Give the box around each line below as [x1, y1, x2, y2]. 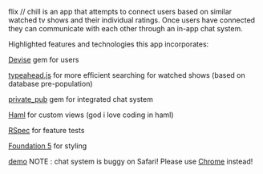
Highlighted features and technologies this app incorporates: [8, 39, 209, 49]
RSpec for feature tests [8, 126, 85, 135]
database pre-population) [8, 79, 94, 88]
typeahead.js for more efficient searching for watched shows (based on [8, 71, 246, 79]
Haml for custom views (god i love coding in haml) [8, 110, 174, 119]
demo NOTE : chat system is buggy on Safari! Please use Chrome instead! [8, 156, 253, 166]
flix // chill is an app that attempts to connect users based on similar [8, 7, 233, 16]
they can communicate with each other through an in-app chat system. [8, 24, 243, 33]
